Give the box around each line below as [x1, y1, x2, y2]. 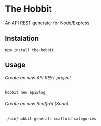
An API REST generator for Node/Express [5, 20, 90, 26]
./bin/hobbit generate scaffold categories [5, 116, 97, 121]
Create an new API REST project [5, 74, 71, 80]
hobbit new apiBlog [5, 90, 46, 95]
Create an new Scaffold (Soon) [5, 100, 69, 106]
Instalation [5, 34, 39, 43]
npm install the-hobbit [5, 47, 54, 53]
